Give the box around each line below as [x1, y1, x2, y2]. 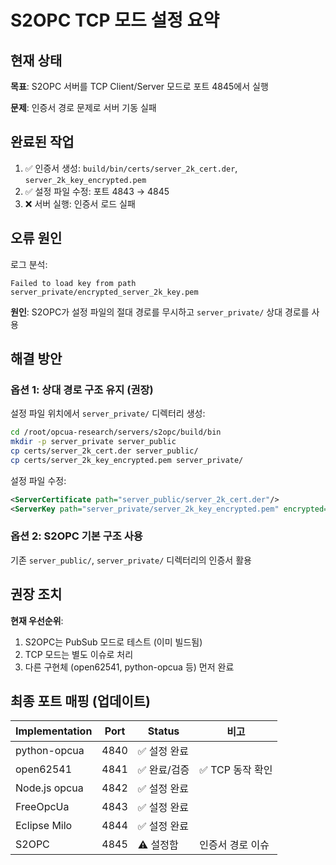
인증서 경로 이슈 [199, 838, 270, 852]
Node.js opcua [15, 781, 84, 795]
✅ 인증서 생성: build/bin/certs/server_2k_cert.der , [24, 162, 238, 174]
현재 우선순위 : [10, 614, 64, 626]
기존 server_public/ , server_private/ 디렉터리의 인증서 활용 [10, 554, 252, 566]
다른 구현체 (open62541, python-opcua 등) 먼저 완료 [24, 661, 235, 673]
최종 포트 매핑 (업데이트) [10, 693, 151, 710]
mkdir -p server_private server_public [10, 437, 177, 447]
